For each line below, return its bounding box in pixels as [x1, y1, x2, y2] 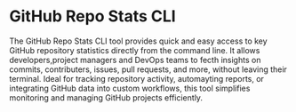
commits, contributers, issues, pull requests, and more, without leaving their [9, 64, 287, 75]
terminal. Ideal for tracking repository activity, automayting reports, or [9, 73, 265, 84]
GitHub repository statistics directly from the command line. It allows [9, 44, 260, 55]
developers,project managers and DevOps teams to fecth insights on [9, 54, 261, 65]
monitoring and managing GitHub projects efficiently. [9, 92, 203, 103]
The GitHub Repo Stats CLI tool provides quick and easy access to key [9, 36, 268, 46]
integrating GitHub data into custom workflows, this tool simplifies [9, 83, 251, 93]
